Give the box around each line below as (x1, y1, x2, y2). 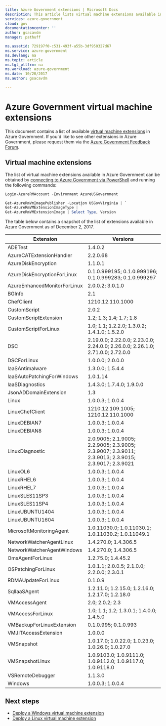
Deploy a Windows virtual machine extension (12, 710, 104, 716)
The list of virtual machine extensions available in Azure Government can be (5, 171, 160, 177)
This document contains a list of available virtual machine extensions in (5, 128, 150, 134)
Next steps (5, 697, 40, 705)
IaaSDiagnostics (7, 381, 45, 388)
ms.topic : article (5, 57, 43, 62)
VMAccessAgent (7, 599, 47, 606)
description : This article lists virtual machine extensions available (5, 12, 156, 17)
